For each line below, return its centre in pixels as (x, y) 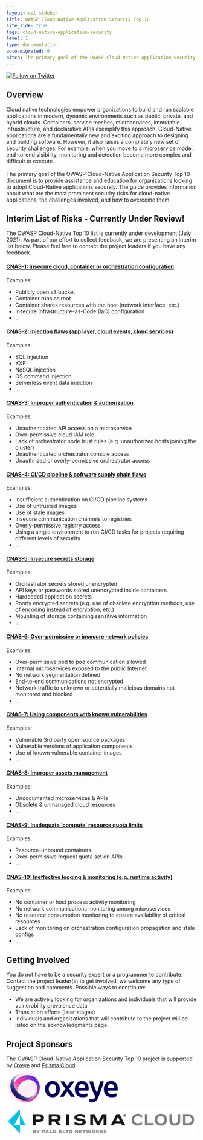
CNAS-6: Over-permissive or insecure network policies (77, 636)
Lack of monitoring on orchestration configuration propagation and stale (105, 928)
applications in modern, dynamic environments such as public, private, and (100, 116)
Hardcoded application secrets (53, 597)
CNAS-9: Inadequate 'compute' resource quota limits (75, 825)
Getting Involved (38, 960)
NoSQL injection (35, 370)
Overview (25, 95)
